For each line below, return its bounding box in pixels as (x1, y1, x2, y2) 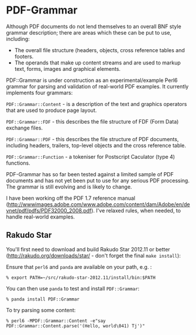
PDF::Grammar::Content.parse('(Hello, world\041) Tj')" (6, 323, 145, 329)
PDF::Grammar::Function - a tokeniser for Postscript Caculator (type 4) (6, 153, 176, 160)
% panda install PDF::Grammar (6, 296, 80, 302)
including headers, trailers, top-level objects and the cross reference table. (6, 142, 186, 149)
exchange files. (6, 124, 43, 131)
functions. (6, 159, 30, 166)
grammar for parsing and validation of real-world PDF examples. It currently (6, 83, 189, 90)
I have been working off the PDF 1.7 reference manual (6, 194, 136, 201)
